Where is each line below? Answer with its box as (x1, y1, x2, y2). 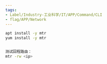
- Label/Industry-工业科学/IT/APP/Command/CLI (5, 12, 102, 17)
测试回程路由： (5, 49, 32, 54)
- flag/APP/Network (5, 17, 47, 22)
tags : (5, 7, 17, 13)
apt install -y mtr (5, 31, 47, 36)
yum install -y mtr (5, 36, 47, 41)
